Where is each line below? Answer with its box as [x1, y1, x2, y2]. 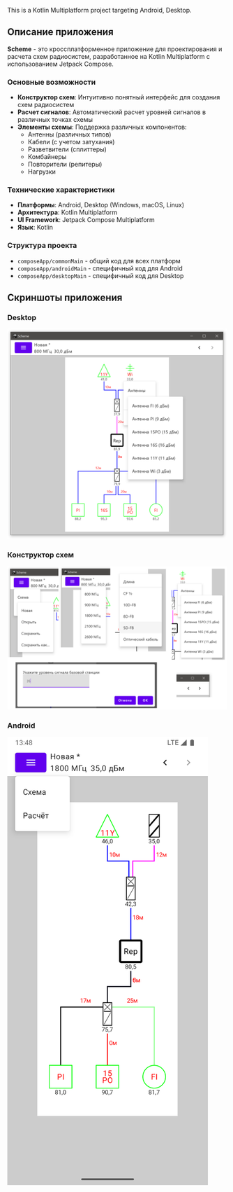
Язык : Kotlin [17, 223, 54, 232]
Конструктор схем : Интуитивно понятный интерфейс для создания [17, 93, 220, 102]
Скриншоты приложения [7, 292, 123, 304]
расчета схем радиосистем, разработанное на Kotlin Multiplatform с [7, 52, 211, 60]
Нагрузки [27, 167, 56, 176]
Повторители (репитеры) [27, 160, 103, 169]
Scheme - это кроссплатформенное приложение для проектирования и [7, 45, 223, 53]
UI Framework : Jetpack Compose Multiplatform [17, 216, 155, 224]
